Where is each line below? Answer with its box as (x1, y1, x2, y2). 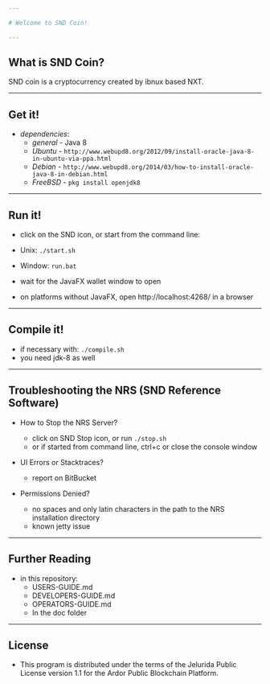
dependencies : (19, 130, 70, 139)
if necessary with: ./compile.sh (19, 344, 125, 354)
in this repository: (19, 573, 79, 583)
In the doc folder (31, 608, 87, 617)
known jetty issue (31, 521, 91, 531)
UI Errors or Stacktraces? (19, 457, 104, 467)
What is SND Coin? (8, 56, 104, 69)
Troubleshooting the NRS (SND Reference (8, 384, 222, 398)
